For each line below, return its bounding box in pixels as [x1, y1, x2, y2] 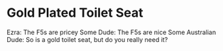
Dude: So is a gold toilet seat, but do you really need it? [6, 35, 168, 43]
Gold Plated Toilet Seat [6, 5, 143, 21]
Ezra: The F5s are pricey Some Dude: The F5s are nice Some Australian [6, 28, 217, 36]
